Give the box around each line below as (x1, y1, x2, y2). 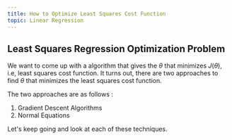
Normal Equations (17, 111, 70, 120)
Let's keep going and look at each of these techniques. (7, 125, 168, 134)
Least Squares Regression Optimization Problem (7, 43, 226, 55)
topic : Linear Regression (7, 17, 83, 24)
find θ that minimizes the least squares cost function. (7, 77, 162, 85)
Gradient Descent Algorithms (17, 103, 103, 113)
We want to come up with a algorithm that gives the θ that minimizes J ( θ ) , (7, 61, 223, 70)
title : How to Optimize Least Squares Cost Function (7, 10, 166, 18)
